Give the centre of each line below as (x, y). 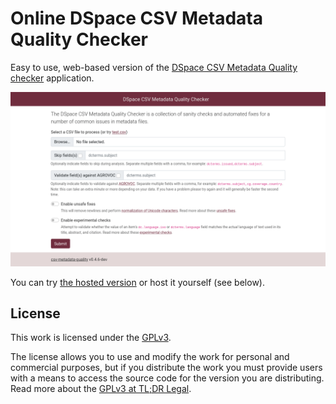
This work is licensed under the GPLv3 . (91, 338)
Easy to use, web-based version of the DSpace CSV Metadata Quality (154, 67)
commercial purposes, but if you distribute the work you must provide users (166, 368)
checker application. (52, 78)
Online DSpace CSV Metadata (136, 18)
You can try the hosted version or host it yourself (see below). (137, 282)
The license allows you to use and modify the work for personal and (150, 357)
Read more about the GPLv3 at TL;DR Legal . (101, 389)
